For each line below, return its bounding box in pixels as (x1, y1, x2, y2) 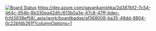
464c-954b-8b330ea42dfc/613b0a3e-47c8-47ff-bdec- (5, 10, 120, 16)
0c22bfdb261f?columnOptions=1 (5, 20, 72, 26)
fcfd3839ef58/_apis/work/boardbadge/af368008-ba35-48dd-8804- (5, 15, 146, 21)
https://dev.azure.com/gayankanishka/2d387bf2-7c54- (37, 5, 151, 10)
